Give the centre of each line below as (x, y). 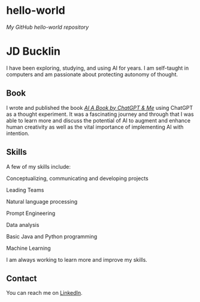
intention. (18, 133)
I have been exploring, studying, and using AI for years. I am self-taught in (98, 68)
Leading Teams (25, 190)
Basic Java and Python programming (52, 236)
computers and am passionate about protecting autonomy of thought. (92, 74)
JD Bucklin (34, 51)
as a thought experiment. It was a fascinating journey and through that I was (100, 114)
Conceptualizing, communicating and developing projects (77, 178)
